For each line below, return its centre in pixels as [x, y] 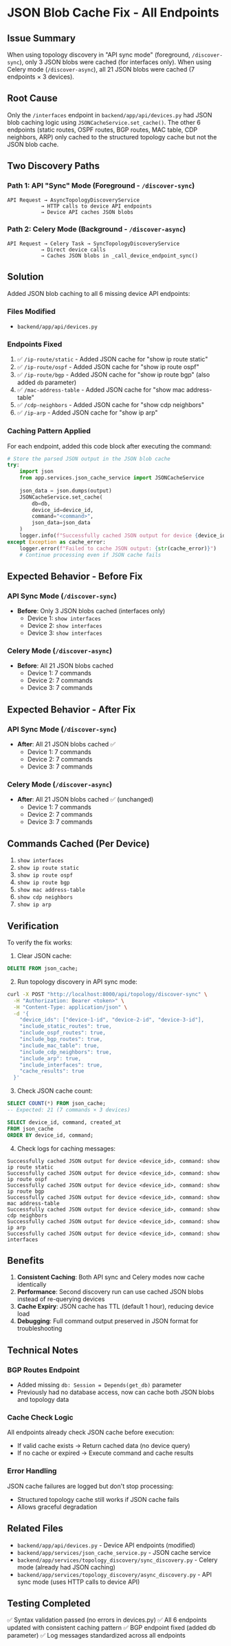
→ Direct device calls [74, 250]
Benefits [26, 1260]
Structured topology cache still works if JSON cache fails [98, 1499]
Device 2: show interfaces [65, 626]
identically [32, 1285]
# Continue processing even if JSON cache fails [90, 555]
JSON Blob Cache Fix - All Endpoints [113, 13]
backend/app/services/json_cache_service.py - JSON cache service [114, 1552]
